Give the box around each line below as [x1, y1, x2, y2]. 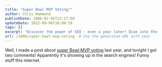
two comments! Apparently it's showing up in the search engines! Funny [5, 52, 149, 58]
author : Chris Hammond [5, 12, 51, 16]
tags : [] [5, 25, 23, 30]
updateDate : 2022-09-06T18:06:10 [5, 20, 73, 26]
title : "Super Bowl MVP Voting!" [5, 7, 73, 12]
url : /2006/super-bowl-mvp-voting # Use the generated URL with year [5, 34, 151, 39]
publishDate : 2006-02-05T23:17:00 [5, 16, 75, 21]
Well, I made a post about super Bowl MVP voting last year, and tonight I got [5, 47, 157, 53]
